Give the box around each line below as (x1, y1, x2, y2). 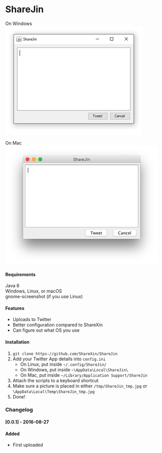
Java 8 (5, 283, 19, 289)
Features (5, 305, 24, 311)
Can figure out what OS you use (12, 327, 80, 333)
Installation (5, 339, 29, 345)
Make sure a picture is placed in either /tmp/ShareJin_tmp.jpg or (12, 383, 147, 389)
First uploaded (12, 442, 43, 448)
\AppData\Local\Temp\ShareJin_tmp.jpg (12, 389, 95, 394)
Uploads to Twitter (12, 316, 52, 323)
